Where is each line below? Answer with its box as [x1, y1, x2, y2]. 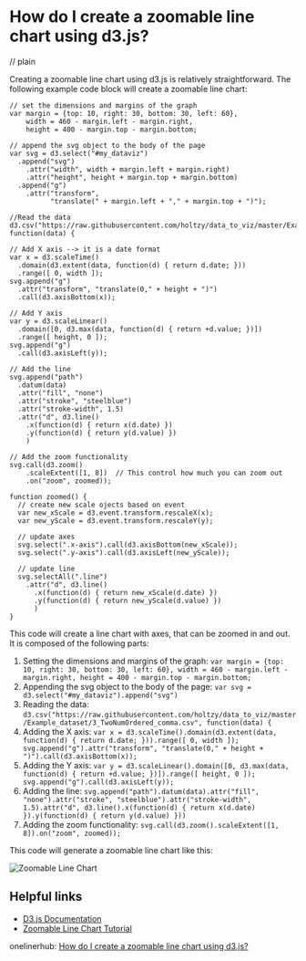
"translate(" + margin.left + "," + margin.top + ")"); [49, 196, 267, 206]
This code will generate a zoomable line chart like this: [9, 844, 214, 855]
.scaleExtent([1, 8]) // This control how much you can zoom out [25, 468, 283, 477]
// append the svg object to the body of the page [9, 141, 206, 150]
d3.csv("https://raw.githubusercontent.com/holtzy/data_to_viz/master [22, 710, 297, 719]
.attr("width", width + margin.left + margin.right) [25, 164, 230, 174]
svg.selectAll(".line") [17, 572, 107, 581]
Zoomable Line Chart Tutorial [22, 923, 132, 934]
